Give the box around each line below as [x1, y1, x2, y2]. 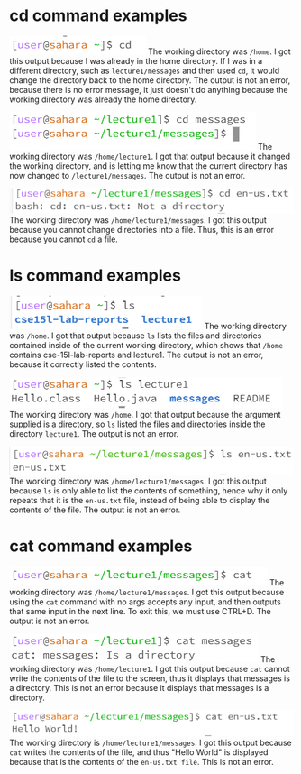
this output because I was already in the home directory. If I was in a [9, 55, 263, 66]
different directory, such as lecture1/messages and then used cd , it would [9, 65, 280, 76]
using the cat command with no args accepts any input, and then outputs [9, 596, 281, 607]
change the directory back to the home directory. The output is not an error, [9, 74, 291, 86]
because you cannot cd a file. [9, 234, 119, 244]
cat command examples [9, 536, 193, 556]
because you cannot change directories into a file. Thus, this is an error [9, 224, 275, 235]
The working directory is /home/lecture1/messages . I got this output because [9, 737, 292, 748]
